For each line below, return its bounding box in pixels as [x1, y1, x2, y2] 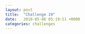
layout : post [5, 7, 33, 12]
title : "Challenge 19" [5, 12, 56, 17]
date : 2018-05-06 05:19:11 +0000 [5, 16, 80, 21]
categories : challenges [5, 21, 56, 26]
